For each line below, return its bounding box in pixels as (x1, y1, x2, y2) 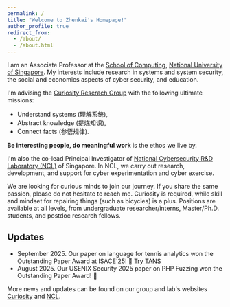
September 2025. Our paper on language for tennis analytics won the (16, 249, 214, 258)
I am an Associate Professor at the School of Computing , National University (7, 61, 223, 69)
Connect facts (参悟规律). (16, 128, 89, 135)
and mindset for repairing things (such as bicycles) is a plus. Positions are (7, 197, 216, 205)
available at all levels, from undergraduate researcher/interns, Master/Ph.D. (7, 204, 220, 212)
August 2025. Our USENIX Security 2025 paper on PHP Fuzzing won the (16, 264, 223, 272)
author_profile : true (7, 23, 69, 30)
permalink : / (7, 10, 45, 17)
